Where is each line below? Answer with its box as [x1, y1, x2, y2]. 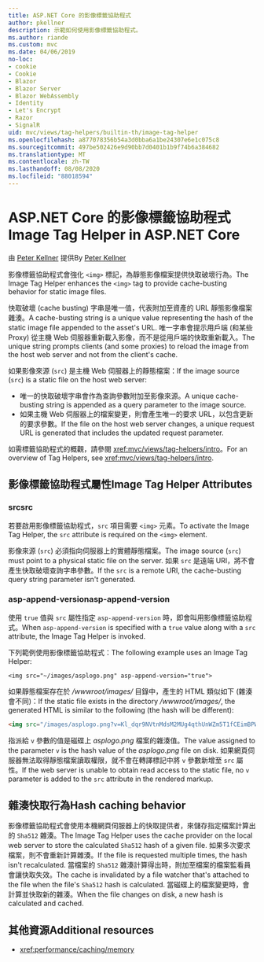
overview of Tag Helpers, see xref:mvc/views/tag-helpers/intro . [8, 453, 214, 463]
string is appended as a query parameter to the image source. [46, 400, 247, 409]
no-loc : [8, 56, 34, 64]
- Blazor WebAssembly [8, 92, 79, 100]
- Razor [8, 114, 34, 122]
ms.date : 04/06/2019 [8, 48, 76, 56]
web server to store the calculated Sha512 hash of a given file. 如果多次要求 [8, 841, 251, 850]
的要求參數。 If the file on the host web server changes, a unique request [19, 418, 255, 429]
